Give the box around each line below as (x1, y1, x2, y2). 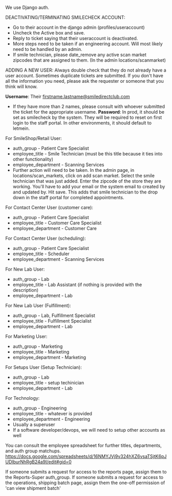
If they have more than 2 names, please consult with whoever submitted (12, 103, 165, 110)
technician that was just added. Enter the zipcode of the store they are (12, 178, 161, 184)
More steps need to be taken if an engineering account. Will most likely (12, 41, 163, 47)
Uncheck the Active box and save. (12, 30, 85, 36)
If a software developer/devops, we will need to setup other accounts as (12, 427, 165, 433)
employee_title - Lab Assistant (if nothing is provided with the (12, 281, 142, 288)
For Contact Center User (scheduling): (5, 235, 86, 241)
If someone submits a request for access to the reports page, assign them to (5, 469, 167, 475)
